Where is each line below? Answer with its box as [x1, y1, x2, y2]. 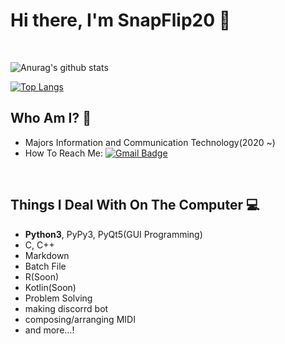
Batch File [24, 260, 67, 272]
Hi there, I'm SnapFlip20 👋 [10, 9, 232, 32]
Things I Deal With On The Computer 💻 [10, 197, 260, 214]
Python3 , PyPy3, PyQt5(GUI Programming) [24, 228, 203, 240]
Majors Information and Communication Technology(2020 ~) [24, 136, 276, 148]
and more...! [24, 324, 75, 336]
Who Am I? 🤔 [10, 110, 92, 127]
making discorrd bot [24, 302, 109, 314]
